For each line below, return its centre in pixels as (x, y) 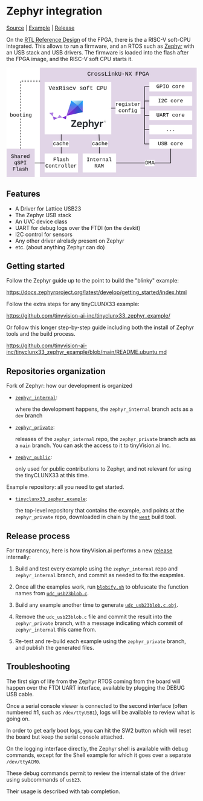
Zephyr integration (54, 11)
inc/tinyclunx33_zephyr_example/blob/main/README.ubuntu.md (87, 352)
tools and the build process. (41, 334)
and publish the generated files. (55, 647)
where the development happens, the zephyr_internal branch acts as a (104, 409)
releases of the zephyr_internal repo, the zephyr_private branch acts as (105, 439)
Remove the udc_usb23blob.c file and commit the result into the (93, 616)
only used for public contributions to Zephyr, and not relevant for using (103, 469)
